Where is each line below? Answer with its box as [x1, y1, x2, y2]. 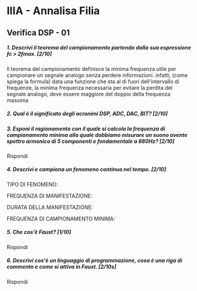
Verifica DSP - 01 [6, 28, 70, 38]
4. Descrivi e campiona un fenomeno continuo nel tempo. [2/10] [6, 166, 167, 173]
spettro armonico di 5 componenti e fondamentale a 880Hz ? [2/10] [6, 138, 175, 145]
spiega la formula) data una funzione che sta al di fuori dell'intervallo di [6, 78, 179, 85]
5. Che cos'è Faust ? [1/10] [6, 228, 71, 236]
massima [6, 96, 29, 104]
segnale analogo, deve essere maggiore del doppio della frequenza [6, 90, 170, 97]
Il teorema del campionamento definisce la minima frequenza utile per [6, 65, 176, 72]
